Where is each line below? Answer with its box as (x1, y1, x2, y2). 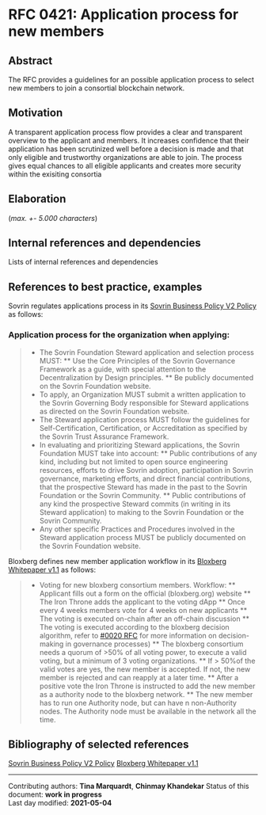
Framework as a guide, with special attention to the (39, 364, 207, 374)
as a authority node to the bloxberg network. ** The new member (39, 689, 253, 699)
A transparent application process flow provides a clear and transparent (8, 127, 243, 136)
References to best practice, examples (8, 280, 203, 294)
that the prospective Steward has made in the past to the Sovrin (39, 482, 248, 492)
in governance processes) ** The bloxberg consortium (65, 639, 244, 649)
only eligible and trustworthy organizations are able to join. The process (8, 152, 242, 162)
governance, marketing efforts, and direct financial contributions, (39, 474, 253, 483)
